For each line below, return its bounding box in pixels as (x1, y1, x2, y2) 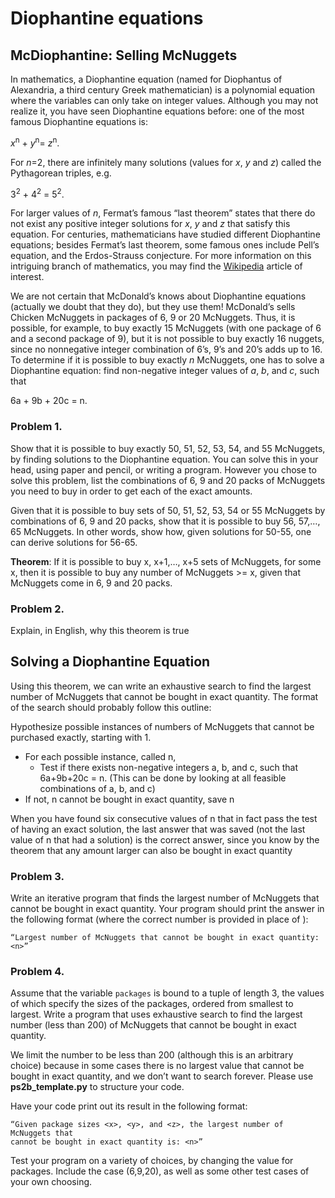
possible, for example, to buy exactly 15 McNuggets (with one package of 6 (10, 322, 322, 334)
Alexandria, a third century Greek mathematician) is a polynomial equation (10, 84, 316, 96)
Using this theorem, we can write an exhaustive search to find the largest (10, 680, 312, 692)
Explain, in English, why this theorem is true (10, 624, 190, 636)
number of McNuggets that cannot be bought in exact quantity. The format (10, 690, 319, 702)
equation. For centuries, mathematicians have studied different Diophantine (10, 228, 321, 241)
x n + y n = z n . (10, 135, 60, 149)
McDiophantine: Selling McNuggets (10, 47, 238, 64)
